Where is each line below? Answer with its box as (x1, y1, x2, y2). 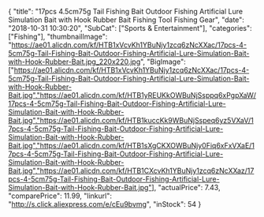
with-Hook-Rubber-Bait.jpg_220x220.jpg (8, 57, 141, 66)
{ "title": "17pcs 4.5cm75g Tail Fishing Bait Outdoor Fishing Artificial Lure (8, 7, 243, 16)
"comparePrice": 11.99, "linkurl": (8, 191, 113, 200)
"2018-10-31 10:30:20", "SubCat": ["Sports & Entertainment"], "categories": (8, 24, 252, 32)
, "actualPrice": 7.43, (154, 183, 221, 192)
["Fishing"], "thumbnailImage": (8, 32, 108, 41)
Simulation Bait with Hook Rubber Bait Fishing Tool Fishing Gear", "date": (8, 15, 244, 24)
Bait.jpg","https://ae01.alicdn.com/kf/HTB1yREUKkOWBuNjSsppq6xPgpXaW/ (8, 91, 257, 99)
